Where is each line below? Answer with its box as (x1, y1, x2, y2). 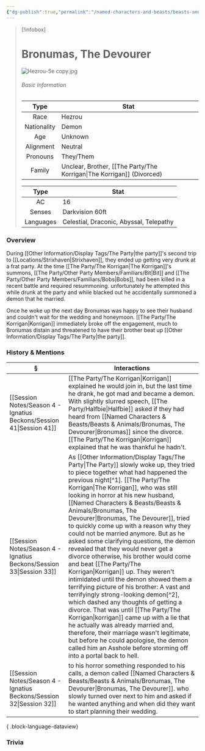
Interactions (113, 364, 151, 373)
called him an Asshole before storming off (68, 644, 189, 653)
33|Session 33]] (9, 568, 57, 576)
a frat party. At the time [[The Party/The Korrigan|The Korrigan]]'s (6, 263, 172, 270)
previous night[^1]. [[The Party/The (68, 476, 170, 485)
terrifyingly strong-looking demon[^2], (68, 590, 180, 599)
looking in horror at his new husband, (68, 491, 175, 500)
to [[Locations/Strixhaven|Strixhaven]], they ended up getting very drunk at (6, 256, 196, 263)
